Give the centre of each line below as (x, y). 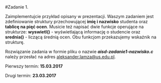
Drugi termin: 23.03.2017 (31, 75)
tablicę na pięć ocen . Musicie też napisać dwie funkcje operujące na (74, 27)
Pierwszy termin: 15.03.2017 (34, 66)
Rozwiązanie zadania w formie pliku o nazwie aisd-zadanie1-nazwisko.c (79, 51)
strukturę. (15, 42)
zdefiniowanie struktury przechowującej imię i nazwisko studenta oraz (77, 22)
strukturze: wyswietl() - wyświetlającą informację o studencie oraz (73, 32)
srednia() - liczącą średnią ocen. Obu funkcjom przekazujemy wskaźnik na (81, 37)
